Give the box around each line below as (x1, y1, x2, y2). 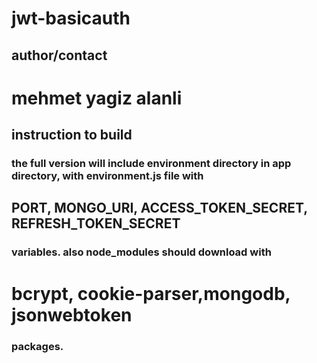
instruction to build (11, 127, 133, 144)
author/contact (11, 47, 108, 64)
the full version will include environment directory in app (11, 157, 292, 171)
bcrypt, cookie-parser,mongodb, (11, 282, 291, 305)
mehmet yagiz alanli (11, 87, 183, 109)
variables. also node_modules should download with (11, 245, 272, 259)
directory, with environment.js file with (11, 169, 204, 183)
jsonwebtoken (11, 303, 133, 326)
